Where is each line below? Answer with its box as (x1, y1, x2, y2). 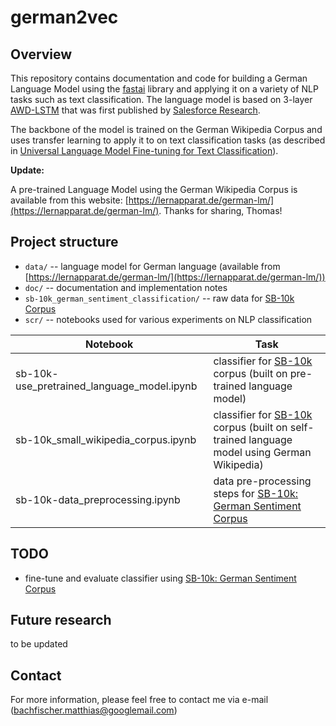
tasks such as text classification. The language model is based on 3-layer (10, 94, 313, 105)
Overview (10, 46, 73, 63)
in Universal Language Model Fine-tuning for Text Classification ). (10, 145, 279, 156)
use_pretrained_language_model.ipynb (15, 379, 198, 393)
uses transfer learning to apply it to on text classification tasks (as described (10, 134, 326, 146)
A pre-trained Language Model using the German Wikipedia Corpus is (10, 184, 298, 195)
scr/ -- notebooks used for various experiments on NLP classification (24, 313, 313, 325)
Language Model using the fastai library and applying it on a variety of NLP (10, 83, 319, 95)
